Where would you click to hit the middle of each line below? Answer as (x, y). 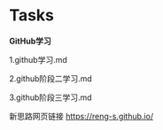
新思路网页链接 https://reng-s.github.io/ (81, 116)
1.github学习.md (39, 59)
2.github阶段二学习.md (51, 78)
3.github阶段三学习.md (50, 97)
